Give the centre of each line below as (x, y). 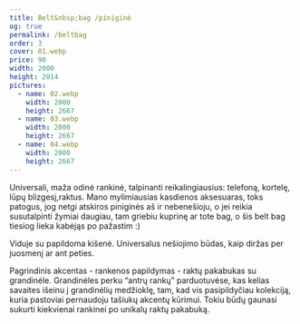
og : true (26, 26)
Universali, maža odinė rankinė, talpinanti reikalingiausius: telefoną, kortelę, (150, 187)
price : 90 (28, 60)
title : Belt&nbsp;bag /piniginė (70, 18)
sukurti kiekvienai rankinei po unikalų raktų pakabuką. (110, 309)
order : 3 (26, 43)
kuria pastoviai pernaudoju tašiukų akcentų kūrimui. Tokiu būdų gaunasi (144, 299)
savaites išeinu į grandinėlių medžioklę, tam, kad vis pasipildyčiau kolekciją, (150, 290)
